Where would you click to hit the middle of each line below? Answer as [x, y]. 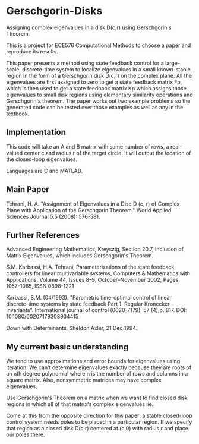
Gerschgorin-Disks [54, 11]
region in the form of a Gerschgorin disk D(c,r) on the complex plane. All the [99, 75]
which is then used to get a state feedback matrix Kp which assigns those [97, 88]
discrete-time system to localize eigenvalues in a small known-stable [106, 69]
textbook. [18, 114]
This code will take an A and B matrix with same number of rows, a [88, 146]
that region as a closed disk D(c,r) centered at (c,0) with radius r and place [97, 429]
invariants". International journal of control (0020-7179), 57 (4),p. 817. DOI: [97, 310]
